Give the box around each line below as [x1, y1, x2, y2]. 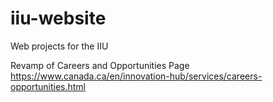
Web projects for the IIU [10, 40, 109, 52]
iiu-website [10, 7, 107, 30]
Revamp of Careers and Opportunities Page [10, 59, 190, 71]
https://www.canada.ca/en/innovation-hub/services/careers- [10, 70, 263, 82]
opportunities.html [10, 80, 87, 92]
